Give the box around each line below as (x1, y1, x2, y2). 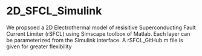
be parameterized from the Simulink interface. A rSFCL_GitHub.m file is (6, 36, 183, 43)
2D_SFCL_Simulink (6, 4, 102, 18)
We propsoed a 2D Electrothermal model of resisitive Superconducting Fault (6, 24, 196, 31)
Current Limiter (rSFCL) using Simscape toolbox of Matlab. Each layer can (6, 30, 191, 37)
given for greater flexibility (6, 43, 72, 50)
